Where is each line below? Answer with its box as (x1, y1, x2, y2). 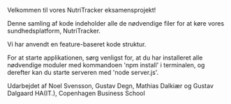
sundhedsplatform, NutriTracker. (7, 27, 101, 35)
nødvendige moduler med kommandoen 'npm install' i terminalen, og (7, 61, 205, 69)
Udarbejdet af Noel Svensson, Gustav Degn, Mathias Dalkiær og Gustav (7, 82, 214, 89)
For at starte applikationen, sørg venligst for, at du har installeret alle (7, 53, 203, 62)
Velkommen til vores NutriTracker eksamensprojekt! (7, 6, 156, 14)
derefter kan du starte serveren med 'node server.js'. (7, 69, 159, 76)
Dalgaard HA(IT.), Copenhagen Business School (7, 89, 145, 97)
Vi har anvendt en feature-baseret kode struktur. (7, 40, 147, 48)
